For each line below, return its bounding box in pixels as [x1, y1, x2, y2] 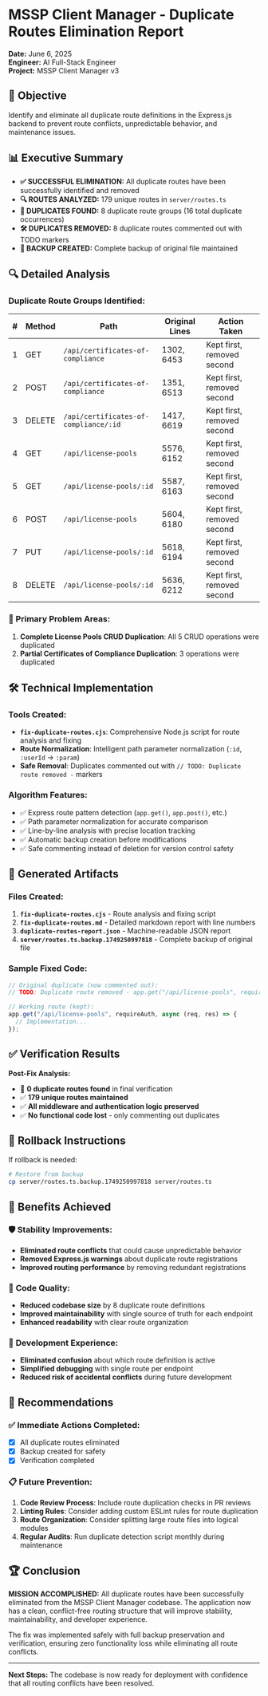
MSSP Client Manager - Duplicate [8, 6, 235, 24]
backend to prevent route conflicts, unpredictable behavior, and [8, 118, 218, 128]
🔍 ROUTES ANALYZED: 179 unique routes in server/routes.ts [19, 194, 227, 204]
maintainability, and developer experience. [8, 1615, 148, 1624]
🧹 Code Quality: [8, 1282, 70, 1293]
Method [25, 321, 56, 332]
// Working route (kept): [8, 1003, 94, 1011]
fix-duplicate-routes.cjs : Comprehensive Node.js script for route [19, 728, 240, 737]
